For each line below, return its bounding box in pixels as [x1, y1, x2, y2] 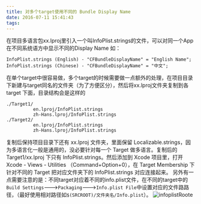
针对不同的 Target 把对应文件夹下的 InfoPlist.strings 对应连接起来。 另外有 [6, 169, 189, 176]
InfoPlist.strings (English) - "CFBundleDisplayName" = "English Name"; [6, 56, 192, 63]
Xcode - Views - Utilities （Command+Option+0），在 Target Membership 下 [6, 161, 195, 169]
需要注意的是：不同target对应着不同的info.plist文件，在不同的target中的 [11, 176, 188, 184]
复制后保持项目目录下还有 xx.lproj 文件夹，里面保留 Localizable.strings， [6, 139, 186, 146]
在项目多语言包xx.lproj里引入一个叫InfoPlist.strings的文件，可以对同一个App [6, 37, 194, 44]
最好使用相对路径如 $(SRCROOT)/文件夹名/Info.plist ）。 [19, 191, 152, 199]
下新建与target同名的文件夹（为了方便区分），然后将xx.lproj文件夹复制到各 [6, 82, 189, 89]
